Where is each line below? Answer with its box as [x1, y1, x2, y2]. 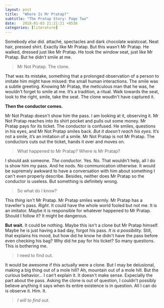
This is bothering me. [5, 243, 48, 249]
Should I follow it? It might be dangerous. [5, 213, 88, 219]
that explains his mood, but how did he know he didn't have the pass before [5, 233, 158, 239]
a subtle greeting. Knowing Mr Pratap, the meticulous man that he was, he [5, 83, 155, 89]
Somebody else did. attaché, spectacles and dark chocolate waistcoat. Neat [5, 39, 159, 44]
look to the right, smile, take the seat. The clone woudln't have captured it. [5, 94, 155, 100]
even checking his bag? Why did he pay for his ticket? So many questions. [5, 238, 155, 244]
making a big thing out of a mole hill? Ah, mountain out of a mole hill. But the [5, 267, 159, 273]
